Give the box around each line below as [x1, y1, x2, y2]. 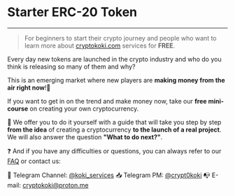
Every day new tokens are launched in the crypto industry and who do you [7, 55, 222, 63]
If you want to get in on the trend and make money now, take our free [7, 97, 208, 105]
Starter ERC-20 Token [7, 4, 138, 20]
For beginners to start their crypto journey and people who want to [24, 34, 217, 42]
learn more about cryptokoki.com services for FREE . [24, 41, 176, 50]
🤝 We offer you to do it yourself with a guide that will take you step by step [7, 118, 222, 126]
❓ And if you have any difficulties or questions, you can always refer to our [7, 146, 222, 155]
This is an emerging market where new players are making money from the [7, 76, 225, 84]
